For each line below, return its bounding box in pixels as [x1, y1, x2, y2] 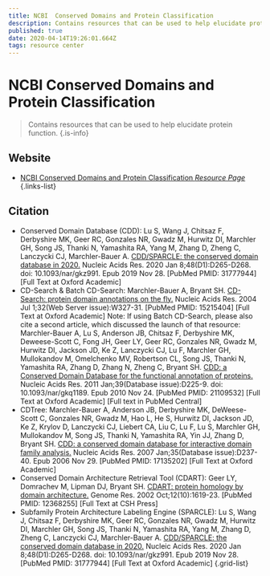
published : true [8, 26, 63, 34]
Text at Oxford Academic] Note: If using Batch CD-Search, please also [19, 310, 253, 321]
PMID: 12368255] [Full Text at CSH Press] [19, 498, 158, 508]
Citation [8, 205, 50, 218]
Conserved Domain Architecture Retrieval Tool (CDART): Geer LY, [19, 473, 237, 482]
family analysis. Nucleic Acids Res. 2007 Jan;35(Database [19, 447, 213, 457]
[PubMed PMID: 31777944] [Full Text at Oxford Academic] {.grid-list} [19, 558, 249, 568]
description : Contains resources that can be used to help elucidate [8, 19, 247, 27]
